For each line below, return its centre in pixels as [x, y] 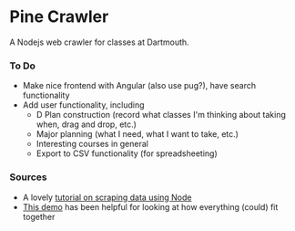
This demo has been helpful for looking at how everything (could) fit [150, 206]
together [39, 216]
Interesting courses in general [92, 144]
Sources [28, 177]
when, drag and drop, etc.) [86, 124]
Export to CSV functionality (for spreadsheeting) [127, 153]
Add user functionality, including [83, 105]
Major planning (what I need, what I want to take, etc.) [137, 134]
